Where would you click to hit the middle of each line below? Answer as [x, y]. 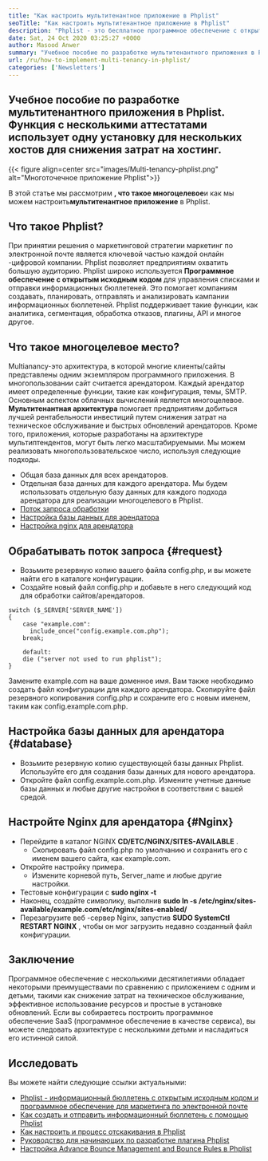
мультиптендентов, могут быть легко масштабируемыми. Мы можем [127, 443]
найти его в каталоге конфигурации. [82, 579]
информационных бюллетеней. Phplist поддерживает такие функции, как [133, 305]
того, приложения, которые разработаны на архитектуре [106, 434]
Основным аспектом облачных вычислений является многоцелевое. [126, 401]
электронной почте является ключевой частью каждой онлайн [116, 254]
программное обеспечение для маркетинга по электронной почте [134, 1107]
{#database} [41, 744]
